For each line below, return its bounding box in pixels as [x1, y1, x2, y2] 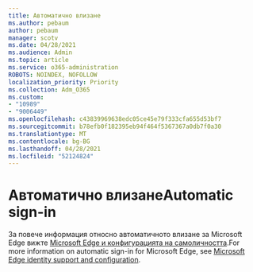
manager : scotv [8, 33, 59, 42]
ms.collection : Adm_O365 [8, 85, 90, 94]
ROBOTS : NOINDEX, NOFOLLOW [8, 71, 98, 79]
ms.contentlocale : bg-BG [8, 137, 90, 146]
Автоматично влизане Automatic [8, 186, 234, 204]
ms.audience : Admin [8, 49, 73, 56]
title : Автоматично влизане [8, 11, 102, 20]
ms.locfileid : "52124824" [8, 152, 94, 160]
